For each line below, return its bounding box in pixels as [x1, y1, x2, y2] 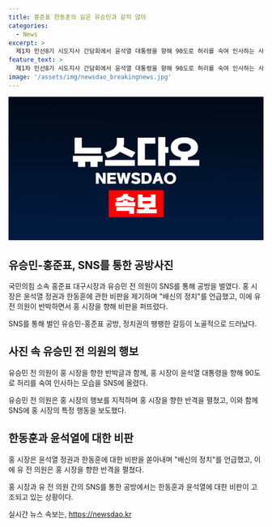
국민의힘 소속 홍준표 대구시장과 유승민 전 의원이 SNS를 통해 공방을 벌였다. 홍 [8, 281, 249, 291]
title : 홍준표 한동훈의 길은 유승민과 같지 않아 [8, 13, 147, 21]
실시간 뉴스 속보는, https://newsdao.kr [8, 509, 132, 519]
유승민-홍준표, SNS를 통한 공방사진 [8, 258, 174, 272]
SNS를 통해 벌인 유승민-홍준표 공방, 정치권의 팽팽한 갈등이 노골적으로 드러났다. [8, 319, 257, 328]
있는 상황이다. [29, 491, 74, 502]
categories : [8, 21, 49, 30]
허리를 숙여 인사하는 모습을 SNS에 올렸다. [16, 378, 148, 388]
